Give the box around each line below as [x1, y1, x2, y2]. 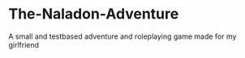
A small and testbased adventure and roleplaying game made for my [8, 31, 237, 41]
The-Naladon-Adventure [8, 5, 179, 23]
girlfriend [8, 39, 39, 49]
